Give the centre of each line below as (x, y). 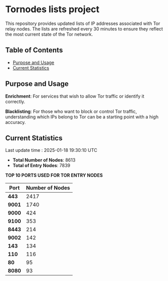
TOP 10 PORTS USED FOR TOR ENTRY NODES (54, 175)
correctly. (15, 101)
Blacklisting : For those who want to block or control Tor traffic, (71, 111)
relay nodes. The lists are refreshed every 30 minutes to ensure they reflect (84, 28)
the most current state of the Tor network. (49, 34)
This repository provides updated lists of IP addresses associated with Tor (83, 23)
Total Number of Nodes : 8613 (44, 160)
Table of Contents (34, 50)
